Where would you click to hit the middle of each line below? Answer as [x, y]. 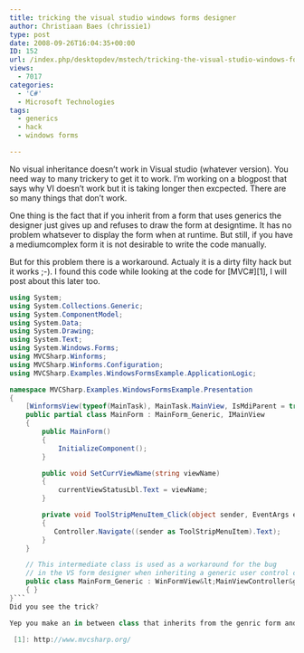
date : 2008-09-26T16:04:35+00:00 [72, 43]
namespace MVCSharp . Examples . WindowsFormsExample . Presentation [131, 390]
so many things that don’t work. [68, 198]
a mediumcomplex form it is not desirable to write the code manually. [138, 244]
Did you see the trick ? [54, 607]
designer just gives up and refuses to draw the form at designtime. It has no [151, 225]
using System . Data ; [46, 323]
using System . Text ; [46, 340]
